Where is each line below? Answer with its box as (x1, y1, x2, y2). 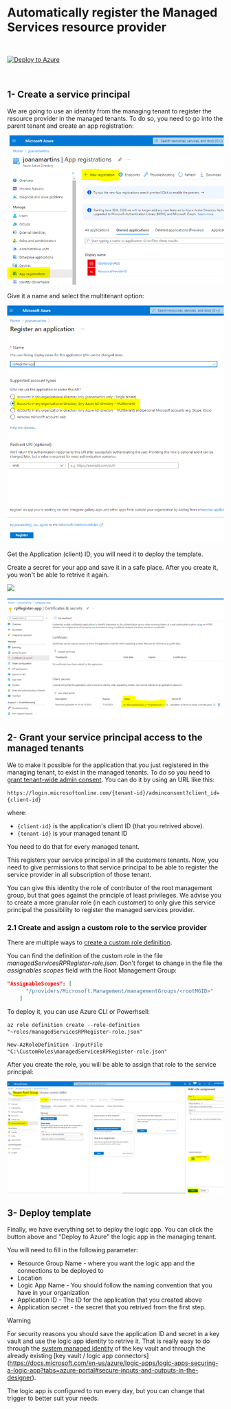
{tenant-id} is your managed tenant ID (16, 829, 128, 837)
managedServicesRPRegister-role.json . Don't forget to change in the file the (7, 959, 223, 967)
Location (16, 1274, 43, 1282)
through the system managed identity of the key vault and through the (7, 1344, 206, 1352)
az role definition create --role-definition (7, 1021, 140, 1028)
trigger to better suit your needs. (7, 1394, 100, 1402)
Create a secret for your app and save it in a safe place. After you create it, (7, 564, 219, 572)
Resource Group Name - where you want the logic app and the (16, 1259, 195, 1267)
